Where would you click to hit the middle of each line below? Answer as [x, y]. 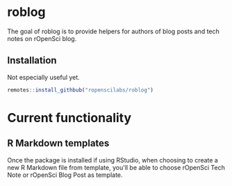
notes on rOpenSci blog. [42, 38]
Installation [32, 61]
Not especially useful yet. [43, 77]
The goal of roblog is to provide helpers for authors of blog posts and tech [114, 31]
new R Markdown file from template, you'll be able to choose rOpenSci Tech [116, 167]
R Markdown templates [58, 143]
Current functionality [69, 118]
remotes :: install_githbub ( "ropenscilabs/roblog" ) [81, 90]
